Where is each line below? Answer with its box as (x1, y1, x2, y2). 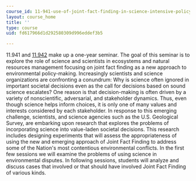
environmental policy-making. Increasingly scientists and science (6, 70, 163, 77)
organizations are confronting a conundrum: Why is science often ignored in (6, 76, 190, 83)
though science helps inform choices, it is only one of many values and (6, 101, 177, 108)
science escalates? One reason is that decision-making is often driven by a (6, 89, 187, 96)
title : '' (6, 19, 30, 25)
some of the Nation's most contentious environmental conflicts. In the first (6, 144, 185, 152)
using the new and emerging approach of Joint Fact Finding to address (6, 138, 177, 145)
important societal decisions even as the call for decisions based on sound (6, 82, 185, 89)
